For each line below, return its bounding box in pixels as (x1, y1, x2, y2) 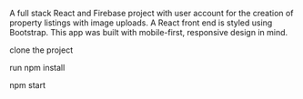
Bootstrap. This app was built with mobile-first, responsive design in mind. (9, 27, 288, 37)
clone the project (9, 45, 74, 55)
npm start (9, 80, 46, 90)
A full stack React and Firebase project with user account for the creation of (9, 8, 294, 18)
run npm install (9, 63, 66, 73)
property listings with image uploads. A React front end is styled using (9, 17, 273, 28)
